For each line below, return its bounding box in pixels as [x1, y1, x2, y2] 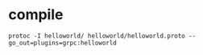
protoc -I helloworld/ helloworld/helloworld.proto [8, 32, 185, 40]
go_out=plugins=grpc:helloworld [8, 38, 117, 47]
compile [8, 6, 64, 24]
